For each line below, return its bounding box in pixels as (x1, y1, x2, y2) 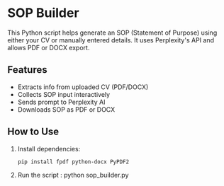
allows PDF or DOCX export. (7, 43, 90, 52)
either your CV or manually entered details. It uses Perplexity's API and (7, 35, 215, 44)
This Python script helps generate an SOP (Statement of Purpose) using (7, 28, 218, 37)
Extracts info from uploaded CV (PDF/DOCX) (17, 83, 149, 91)
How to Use (7, 126, 60, 138)
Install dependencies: (17, 144, 81, 153)
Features (7, 64, 47, 76)
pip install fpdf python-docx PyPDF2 (17, 158, 130, 165)
